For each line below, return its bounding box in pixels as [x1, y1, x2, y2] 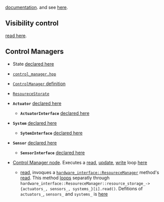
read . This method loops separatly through [20, 175, 110, 181]
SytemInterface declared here [20, 130, 83, 136]
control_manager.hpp [12, 71, 56, 77]
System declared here [12, 120, 57, 126]
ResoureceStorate [12, 91, 50, 96]
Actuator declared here [12, 100, 62, 106]
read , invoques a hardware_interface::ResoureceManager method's [20, 169, 159, 175]
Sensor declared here [12, 139, 57, 146]
